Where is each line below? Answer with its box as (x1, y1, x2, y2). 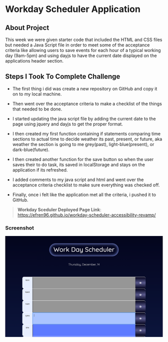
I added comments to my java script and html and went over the (12, 176, 144, 182)
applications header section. (5, 58, 64, 63)
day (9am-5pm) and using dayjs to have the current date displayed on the (5, 52, 157, 58)
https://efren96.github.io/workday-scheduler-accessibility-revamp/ (17, 211, 156, 218)
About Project (5, 23, 49, 32)
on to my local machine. (12, 91, 62, 97)
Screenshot (5, 224, 34, 231)
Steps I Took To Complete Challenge (5, 72, 120, 81)
